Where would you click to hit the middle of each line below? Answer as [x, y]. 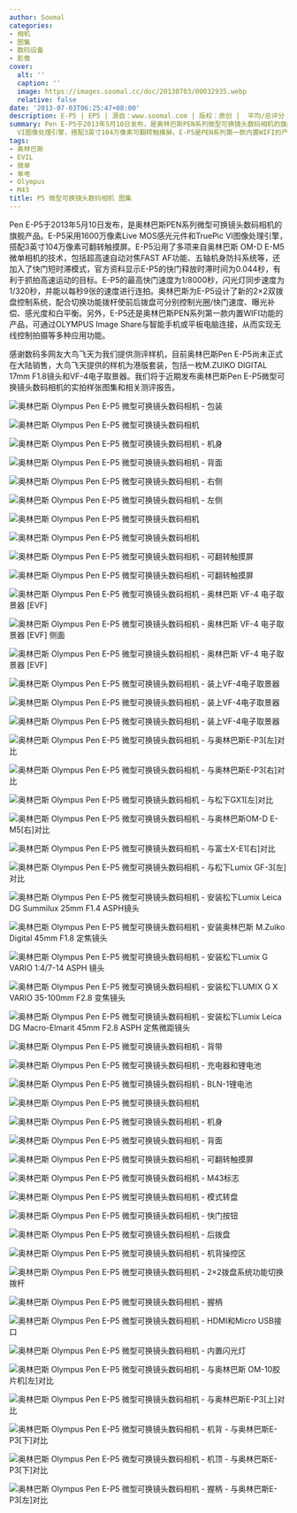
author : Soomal [37, 17]
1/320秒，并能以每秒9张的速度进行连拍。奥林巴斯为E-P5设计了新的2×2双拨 [146, 291]
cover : [21, 67]
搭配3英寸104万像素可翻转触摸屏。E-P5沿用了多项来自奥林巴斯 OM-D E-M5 [147, 246]
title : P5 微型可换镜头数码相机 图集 [71, 199]
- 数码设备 [27, 50]
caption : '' [39, 83]
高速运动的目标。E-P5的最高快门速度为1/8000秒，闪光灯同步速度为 [162, 280]
